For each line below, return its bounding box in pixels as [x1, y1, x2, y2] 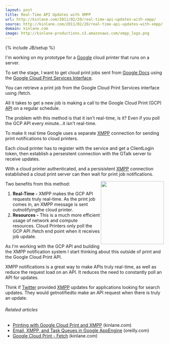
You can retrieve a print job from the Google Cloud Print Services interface [5, 85, 160, 91]
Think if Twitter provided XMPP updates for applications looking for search [5, 284, 160, 290]
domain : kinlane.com [5, 26, 49, 31]
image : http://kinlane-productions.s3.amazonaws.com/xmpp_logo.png [5, 31, 150, 36]
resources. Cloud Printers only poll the [12, 223, 93, 228]
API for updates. [5, 274, 39, 280]
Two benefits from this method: [5, 181, 70, 187]
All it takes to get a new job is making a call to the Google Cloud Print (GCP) [5, 100, 162, 106]
